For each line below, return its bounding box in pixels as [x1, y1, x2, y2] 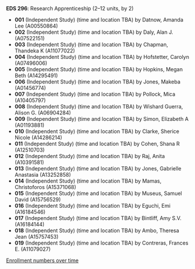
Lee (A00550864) [14, 23, 59, 29]
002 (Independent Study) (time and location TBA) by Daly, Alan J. [14, 29, 173, 36]
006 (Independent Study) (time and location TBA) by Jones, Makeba [14, 78, 180, 85]
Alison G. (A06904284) [14, 109, 71, 116]
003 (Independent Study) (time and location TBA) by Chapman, [14, 41, 169, 48]
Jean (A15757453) [14, 233, 59, 240]
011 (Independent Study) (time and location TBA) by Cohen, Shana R [14, 140, 180, 147]
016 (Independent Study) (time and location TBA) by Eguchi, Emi [14, 202, 171, 209]
